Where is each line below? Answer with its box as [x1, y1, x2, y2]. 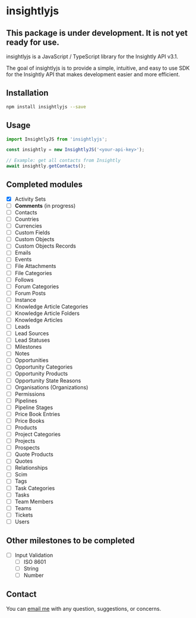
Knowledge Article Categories [14, 302, 88, 310]
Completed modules [6, 180, 83, 190]
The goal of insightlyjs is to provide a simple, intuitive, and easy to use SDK [6, 64, 190, 71]
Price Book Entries [14, 410, 61, 417]
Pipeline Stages [14, 404, 53, 411]
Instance [14, 296, 37, 303]
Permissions [14, 390, 46, 397]
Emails [14, 249, 31, 257]
